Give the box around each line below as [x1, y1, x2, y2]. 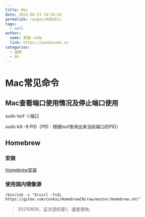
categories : [5, 45, 30, 50]
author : [5, 31, 22, 36]
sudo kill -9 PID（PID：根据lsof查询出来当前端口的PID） [5, 124, 121, 130]
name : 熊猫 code [10, 36, 42, 41]
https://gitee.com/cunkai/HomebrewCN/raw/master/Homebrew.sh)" [5, 197, 141, 202]
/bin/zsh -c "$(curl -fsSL [5, 192, 62, 197]
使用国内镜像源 [5, 180, 42, 187]
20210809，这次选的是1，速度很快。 [17, 206, 94, 212]
